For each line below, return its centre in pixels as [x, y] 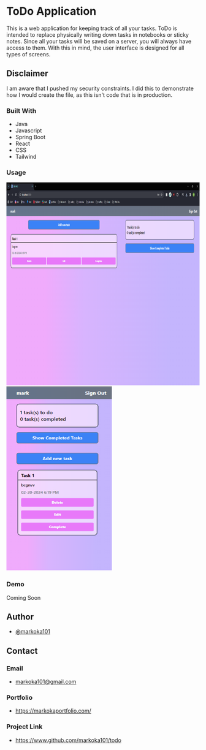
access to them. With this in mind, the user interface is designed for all [95, 48]
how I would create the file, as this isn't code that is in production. [90, 95]
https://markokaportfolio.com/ [53, 711]
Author [20, 617]
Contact [22, 651]
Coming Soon [24, 597]
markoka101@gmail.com [46, 682]
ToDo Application [51, 11]
